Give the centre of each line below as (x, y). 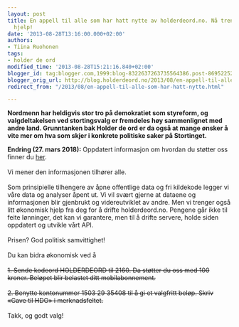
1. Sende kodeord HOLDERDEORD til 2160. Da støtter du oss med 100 (108, 270)
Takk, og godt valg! (36, 316)
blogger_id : (25, 73)
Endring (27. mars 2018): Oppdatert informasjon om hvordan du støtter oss (118, 149)
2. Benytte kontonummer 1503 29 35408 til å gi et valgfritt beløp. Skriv (111, 293)
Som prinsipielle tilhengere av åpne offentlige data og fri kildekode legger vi (118, 187)
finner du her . (27, 157)
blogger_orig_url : (34, 80)
